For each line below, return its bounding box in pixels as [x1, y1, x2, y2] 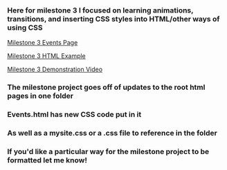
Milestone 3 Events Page [7, 39, 78, 47]
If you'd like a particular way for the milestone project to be [7, 147, 210, 156]
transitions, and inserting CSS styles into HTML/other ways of [7, 14, 220, 23]
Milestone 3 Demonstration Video [7, 65, 102, 74]
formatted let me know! [7, 155, 88, 164]
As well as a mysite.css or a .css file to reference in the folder [7, 129, 218, 138]
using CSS [7, 23, 43, 32]
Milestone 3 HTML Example [7, 52, 87, 60]
